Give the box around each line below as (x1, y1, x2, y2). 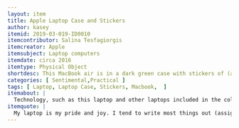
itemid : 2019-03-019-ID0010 (7, 30, 91, 38)
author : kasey (7, 23, 50, 31)
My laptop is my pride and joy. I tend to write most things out (14, 110, 212, 117)
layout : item (7, 10, 46, 18)
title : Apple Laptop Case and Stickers (7, 17, 126, 24)
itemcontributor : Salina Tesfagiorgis (7, 37, 122, 44)
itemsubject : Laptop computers (7, 50, 100, 58)
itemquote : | (7, 103, 46, 110)
